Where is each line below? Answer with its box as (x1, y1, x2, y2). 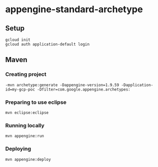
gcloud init (5, 37, 30, 42)
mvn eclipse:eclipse (5, 110, 49, 115)
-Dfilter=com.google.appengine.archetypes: (37, 87, 131, 92)
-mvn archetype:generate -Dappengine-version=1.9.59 (5, 82, 119, 88)
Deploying (5, 145, 31, 152)
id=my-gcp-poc (5, 87, 36, 92)
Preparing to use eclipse (5, 98, 67, 105)
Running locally (5, 122, 45, 129)
